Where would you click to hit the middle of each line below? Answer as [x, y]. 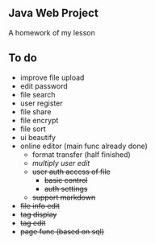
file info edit [40, 205]
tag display [38, 214]
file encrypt [39, 120]
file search [38, 94]
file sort [33, 129]
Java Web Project [53, 13]
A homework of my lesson [52, 32]
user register [41, 103]
